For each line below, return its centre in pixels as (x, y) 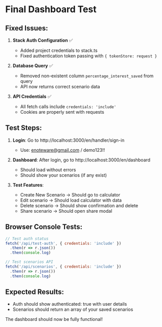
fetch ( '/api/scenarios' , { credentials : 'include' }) (63, 267)
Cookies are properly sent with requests (62, 112)
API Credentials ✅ (32, 96)
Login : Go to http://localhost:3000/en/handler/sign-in (68, 140)
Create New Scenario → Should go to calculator (70, 194)
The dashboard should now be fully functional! (54, 319)
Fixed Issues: (27, 28)
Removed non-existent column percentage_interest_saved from (87, 76)
